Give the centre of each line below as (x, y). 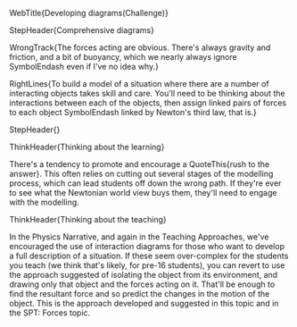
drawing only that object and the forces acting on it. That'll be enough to (142, 284)
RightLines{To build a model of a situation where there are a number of (139, 84)
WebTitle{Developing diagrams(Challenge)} (89, 13)
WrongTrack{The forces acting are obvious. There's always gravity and (140, 47)
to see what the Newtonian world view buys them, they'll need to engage (143, 193)
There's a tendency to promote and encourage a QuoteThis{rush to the (140, 164)
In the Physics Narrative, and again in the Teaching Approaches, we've (139, 237)
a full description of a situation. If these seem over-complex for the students (149, 256)
